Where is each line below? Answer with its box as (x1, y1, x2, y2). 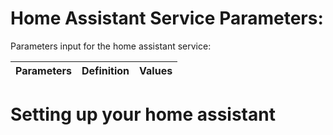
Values (139, 63, 173, 77)
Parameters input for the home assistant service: (10, 40, 212, 52)
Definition (81, 63, 130, 77)
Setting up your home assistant (10, 103, 276, 126)
